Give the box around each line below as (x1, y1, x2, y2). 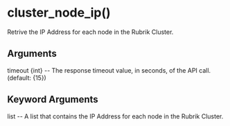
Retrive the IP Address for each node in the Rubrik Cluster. (7, 28, 174, 36)
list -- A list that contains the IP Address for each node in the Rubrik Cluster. (7, 112, 224, 120)
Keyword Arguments (7, 93, 98, 105)
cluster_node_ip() (7, 5, 111, 21)
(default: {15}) (7, 73, 46, 82)
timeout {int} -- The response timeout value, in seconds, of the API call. (7, 66, 211, 74)
